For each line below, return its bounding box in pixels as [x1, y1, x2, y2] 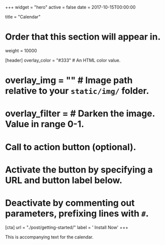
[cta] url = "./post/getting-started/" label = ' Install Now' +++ [5, 224, 129, 230]
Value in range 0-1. [5, 119, 84, 130]
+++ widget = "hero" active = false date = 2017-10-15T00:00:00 [5, 4, 136, 10]
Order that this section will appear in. [5, 31, 161, 43]
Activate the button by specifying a [5, 164, 153, 175]
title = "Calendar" [5, 14, 41, 19]
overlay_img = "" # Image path [5, 75, 133, 86]
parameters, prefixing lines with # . [5, 208, 149, 219]
